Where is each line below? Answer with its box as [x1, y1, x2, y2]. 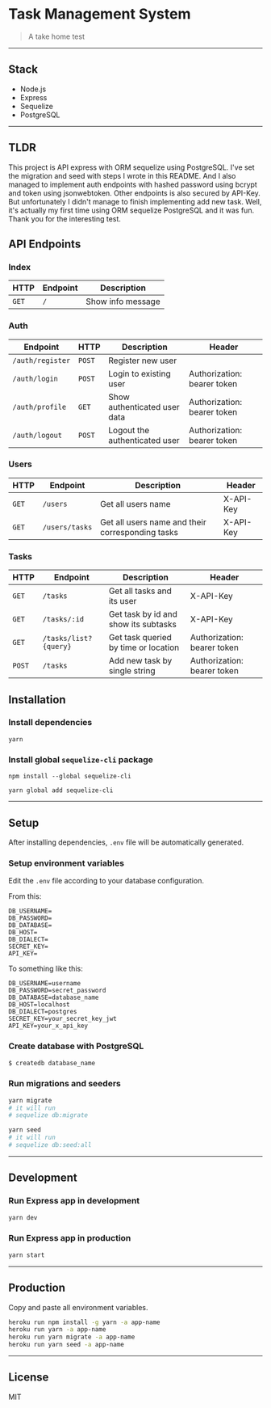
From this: [8, 892, 42, 901]
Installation [8, 693, 66, 706]
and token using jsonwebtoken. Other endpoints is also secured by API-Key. [8, 188, 261, 198]
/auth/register [12, 356, 71, 365]
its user [108, 596, 137, 607]
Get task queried [108, 632, 172, 643]
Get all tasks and [108, 585, 172, 597]
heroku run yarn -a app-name [8, 1326, 106, 1334]
